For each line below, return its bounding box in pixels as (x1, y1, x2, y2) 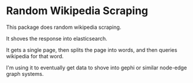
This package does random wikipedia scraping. (6, 24, 122, 31)
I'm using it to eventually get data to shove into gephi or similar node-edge (6, 64, 187, 71)
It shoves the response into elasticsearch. (6, 35, 107, 42)
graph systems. (6, 70, 44, 77)
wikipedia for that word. (6, 52, 64, 59)
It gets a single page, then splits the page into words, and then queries (6, 46, 178, 54)
